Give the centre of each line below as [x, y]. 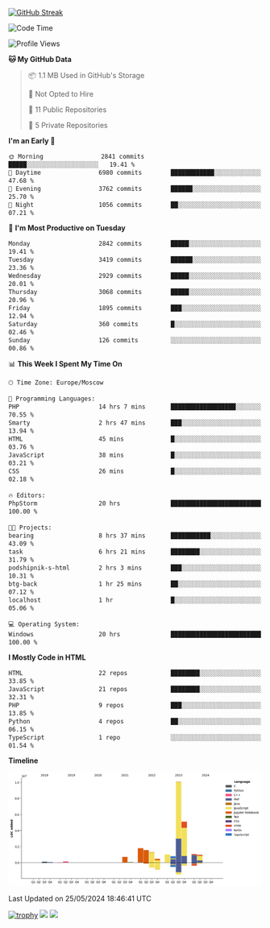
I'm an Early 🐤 [32, 141]
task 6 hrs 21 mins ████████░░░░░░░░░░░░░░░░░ [135, 552]
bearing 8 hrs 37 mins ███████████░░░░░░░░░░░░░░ [135, 536]
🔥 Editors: [27, 495]
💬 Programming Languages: [52, 399]
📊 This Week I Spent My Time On [65, 364]
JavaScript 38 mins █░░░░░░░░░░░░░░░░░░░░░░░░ [135, 455]
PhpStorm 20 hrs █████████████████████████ [135, 503]
